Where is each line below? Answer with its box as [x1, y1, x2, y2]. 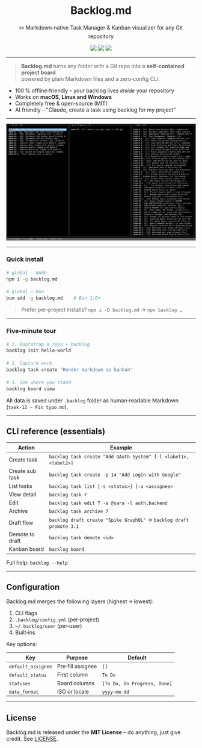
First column [57, 671, 88, 679]
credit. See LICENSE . [6, 735, 58, 743]
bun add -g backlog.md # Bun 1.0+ [6, 295, 101, 302]
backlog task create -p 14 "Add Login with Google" [49, 472, 182, 478]
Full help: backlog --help [6, 559, 68, 566]
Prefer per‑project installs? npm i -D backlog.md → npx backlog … [20, 306, 183, 314]
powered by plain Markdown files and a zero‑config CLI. [20, 75, 161, 82]
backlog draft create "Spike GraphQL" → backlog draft [49, 516, 189, 523]
